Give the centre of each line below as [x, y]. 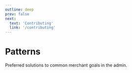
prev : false [17, 14]
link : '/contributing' [33, 28]
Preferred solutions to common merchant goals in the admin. [66, 65]
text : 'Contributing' [32, 23]
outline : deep [20, 9]
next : [11, 18]
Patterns [23, 52]
